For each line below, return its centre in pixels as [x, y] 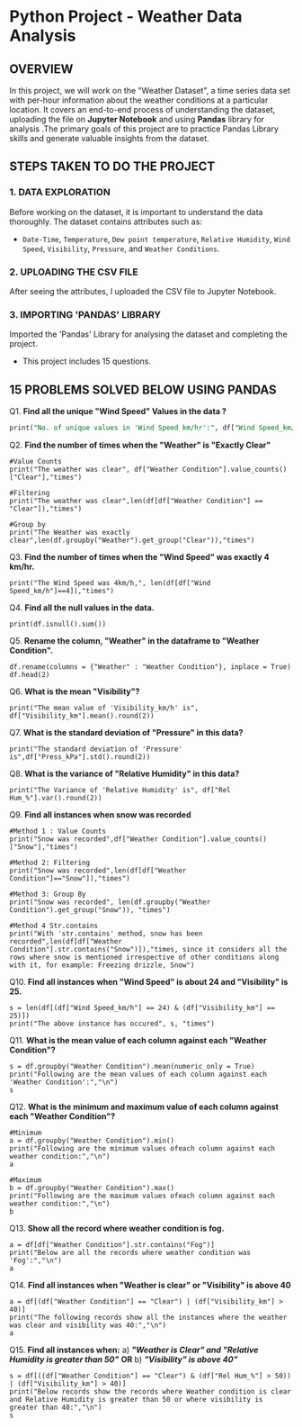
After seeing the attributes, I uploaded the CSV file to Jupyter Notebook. [143, 291]
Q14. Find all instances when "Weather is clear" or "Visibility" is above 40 [150, 1285]
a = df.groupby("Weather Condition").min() [92, 1141]
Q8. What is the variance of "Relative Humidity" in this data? [124, 773]
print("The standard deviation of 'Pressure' [96, 749]
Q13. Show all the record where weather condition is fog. [117, 1228]
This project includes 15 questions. [86, 361]
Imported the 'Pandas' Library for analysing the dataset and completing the [148, 334]
